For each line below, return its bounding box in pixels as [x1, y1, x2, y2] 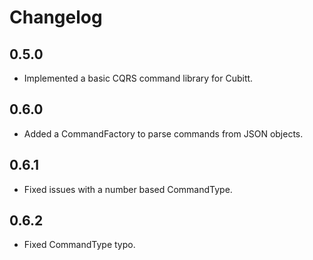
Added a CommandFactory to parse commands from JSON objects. [23, 127, 304, 140]
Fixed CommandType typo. [23, 239, 136, 251]
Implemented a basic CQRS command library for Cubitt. [23, 72, 254, 84]
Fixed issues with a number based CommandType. [23, 183, 233, 195]
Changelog [9, 6, 103, 29]
